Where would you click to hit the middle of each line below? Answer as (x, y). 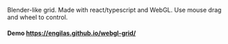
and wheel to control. (38, 17)
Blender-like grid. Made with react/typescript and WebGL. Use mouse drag (114, 10)
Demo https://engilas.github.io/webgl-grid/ (72, 33)
